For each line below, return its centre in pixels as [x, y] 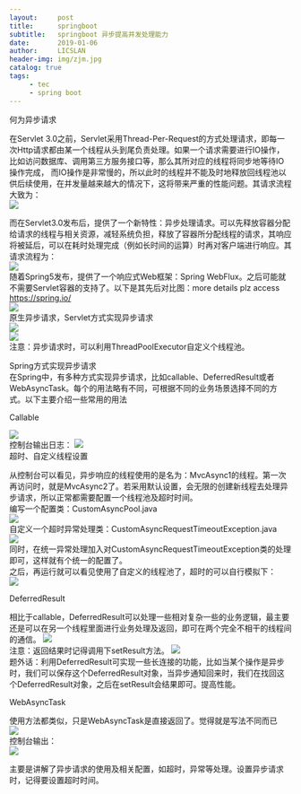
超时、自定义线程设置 [48, 456]
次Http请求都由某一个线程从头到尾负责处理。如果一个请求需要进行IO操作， [147, 150]
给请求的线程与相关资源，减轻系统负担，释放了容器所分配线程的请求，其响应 [150, 233]
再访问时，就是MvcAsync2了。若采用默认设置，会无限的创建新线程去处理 [145, 486]
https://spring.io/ [40, 298]
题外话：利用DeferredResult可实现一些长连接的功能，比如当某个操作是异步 [147, 661]
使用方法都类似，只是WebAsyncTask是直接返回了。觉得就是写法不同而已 [143, 720]
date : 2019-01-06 [54, 43]
